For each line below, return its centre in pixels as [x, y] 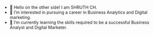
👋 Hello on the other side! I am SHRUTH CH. [53, 7]
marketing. [20, 17]
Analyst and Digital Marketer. [38, 27]
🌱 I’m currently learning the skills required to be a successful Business [79, 22]
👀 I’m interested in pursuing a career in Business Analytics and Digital [78, 12]
